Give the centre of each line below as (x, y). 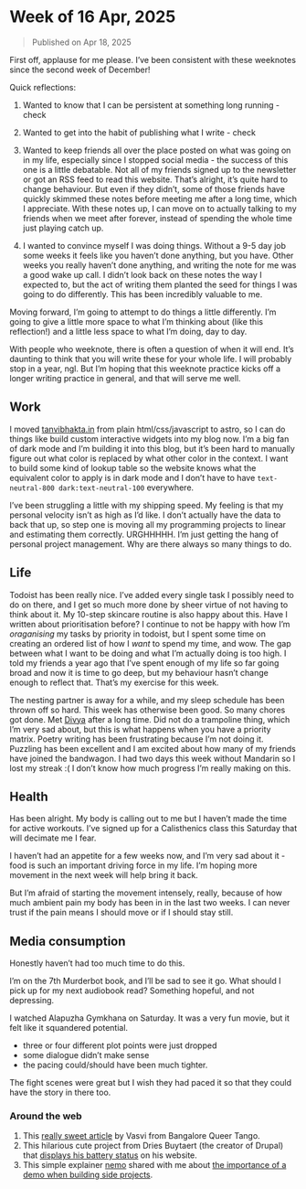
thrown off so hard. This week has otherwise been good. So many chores (148, 710)
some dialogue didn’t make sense (86, 1055)
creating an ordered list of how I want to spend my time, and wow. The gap (150, 643)
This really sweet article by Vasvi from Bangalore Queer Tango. (141, 1136)
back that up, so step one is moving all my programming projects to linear (148, 524)
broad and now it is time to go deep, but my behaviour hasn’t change (139, 672)
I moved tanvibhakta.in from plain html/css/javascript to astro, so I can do (148, 429)
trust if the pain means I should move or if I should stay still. (121, 913)
